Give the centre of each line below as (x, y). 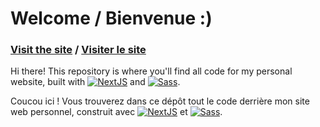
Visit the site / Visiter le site (78, 50)
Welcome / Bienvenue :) (111, 18)
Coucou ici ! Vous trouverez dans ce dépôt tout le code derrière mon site (160, 101)
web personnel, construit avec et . (116, 112)
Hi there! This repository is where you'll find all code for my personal (151, 71)
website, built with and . (95, 82)
